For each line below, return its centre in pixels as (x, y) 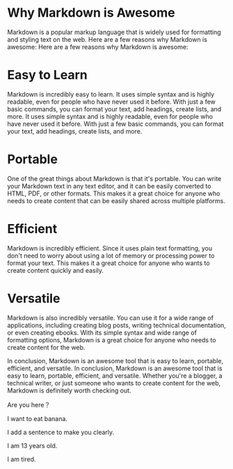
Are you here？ (29, 404)
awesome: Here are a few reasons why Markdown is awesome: (98, 47)
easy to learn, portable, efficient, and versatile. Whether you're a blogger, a (115, 375)
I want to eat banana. (38, 418)
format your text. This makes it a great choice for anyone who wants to (109, 263)
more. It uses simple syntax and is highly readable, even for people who (110, 116)
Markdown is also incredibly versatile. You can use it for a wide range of (111, 317)
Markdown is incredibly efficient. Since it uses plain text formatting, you (110, 248)
